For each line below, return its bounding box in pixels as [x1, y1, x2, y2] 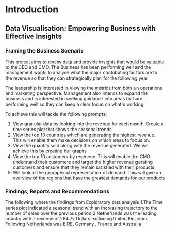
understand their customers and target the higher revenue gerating [12, 159, 153, 165]
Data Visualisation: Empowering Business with [5, 24, 156, 33]
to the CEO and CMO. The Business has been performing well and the [5, 64, 151, 70]
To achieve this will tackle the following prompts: [5, 111, 107, 117]
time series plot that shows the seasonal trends [12, 126, 112, 132]
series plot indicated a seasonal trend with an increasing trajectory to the [5, 205, 158, 211]
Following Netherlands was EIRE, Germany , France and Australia [5, 221, 141, 227]
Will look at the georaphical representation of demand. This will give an [12, 169, 161, 175]
